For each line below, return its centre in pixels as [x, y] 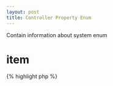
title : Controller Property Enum [49, 18]
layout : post [23, 12]
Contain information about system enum [57, 35]
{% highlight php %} [32, 76]
